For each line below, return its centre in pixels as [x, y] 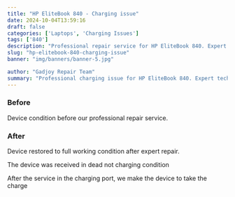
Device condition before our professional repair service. [88, 118]
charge [17, 186]
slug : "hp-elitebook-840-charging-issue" [69, 53]
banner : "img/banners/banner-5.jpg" [60, 59]
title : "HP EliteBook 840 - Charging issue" [73, 14]
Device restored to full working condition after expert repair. [93, 152]
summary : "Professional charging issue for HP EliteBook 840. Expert [111, 78]
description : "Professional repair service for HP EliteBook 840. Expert [117, 46]
